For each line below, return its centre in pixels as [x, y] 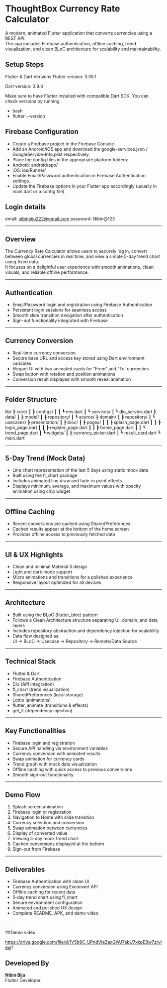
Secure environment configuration [47, 903]
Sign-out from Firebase [36, 849]
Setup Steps [24, 64]
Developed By [27, 963]
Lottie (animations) [32, 700]
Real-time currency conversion [44, 353]
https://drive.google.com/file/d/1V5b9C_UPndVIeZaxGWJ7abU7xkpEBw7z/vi [83, 942]
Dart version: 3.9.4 [24, 86]
